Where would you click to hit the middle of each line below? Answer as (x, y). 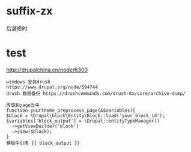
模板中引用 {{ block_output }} (43, 143)
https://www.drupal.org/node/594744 (52, 87)
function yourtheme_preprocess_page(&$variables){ (71, 110)
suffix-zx (29, 11)
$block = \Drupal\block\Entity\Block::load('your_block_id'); (86, 115)
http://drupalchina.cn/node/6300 (47, 70)
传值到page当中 (23, 105)
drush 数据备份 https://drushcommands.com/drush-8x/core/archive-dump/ (96, 93)
